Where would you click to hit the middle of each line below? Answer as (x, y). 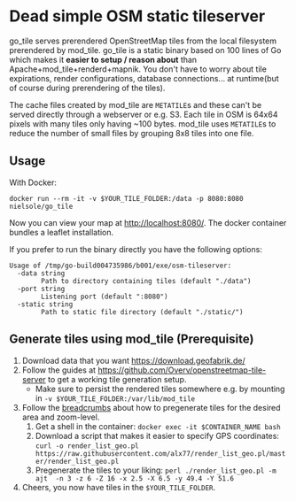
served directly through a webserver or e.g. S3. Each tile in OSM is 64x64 (144, 114)
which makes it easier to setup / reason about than (103, 59)
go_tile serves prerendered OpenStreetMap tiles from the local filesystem (143, 41)
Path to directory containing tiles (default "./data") (146, 281)
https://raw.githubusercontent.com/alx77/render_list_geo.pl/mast (160, 453)
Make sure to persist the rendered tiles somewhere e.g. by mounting (160, 389)
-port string (41, 289)
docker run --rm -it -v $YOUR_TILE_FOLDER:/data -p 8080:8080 (126, 198)
